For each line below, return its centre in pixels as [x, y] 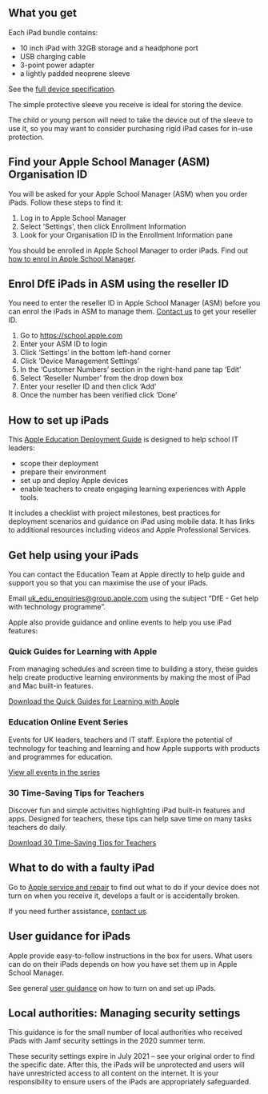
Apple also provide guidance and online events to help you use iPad [120, 622]
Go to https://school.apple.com [71, 336]
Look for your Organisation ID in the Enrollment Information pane [126, 234]
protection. [26, 137]
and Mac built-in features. [51, 686]
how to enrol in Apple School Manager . [72, 258]
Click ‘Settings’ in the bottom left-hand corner [95, 353]
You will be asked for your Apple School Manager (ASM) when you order [128, 194]
